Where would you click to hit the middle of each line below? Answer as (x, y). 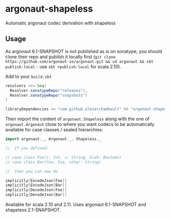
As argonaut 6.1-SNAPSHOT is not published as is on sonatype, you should (84, 51)
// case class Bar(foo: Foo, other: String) (53, 162)
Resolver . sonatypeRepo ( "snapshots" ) (49, 95)
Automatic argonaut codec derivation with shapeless (61, 23)
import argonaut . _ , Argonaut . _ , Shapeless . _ (53, 139)
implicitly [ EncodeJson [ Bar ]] (36, 185)
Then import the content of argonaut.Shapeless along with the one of (78, 119)
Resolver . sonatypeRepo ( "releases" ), (49, 90)
